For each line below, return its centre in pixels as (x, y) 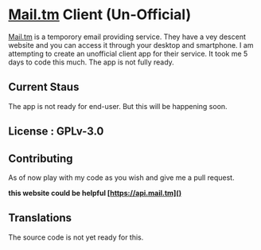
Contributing (41, 158)
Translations (40, 218)
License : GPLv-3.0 (56, 132)
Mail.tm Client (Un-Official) (100, 15)
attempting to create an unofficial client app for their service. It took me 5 (128, 53)
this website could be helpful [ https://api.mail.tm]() (95, 193)
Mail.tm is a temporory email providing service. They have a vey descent (127, 37)
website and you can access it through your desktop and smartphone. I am (131, 45)
